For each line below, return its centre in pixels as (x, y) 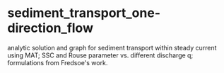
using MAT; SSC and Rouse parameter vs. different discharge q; (100, 55)
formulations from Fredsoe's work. (58, 62)
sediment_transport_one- (84, 13)
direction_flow (51, 28)
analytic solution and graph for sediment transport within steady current (112, 47)
